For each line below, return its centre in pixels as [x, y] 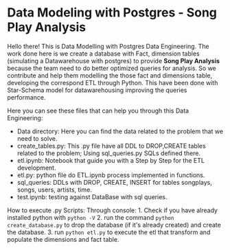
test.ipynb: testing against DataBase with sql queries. [92, 196]
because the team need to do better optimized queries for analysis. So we [112, 68]
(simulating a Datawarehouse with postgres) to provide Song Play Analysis [114, 60]
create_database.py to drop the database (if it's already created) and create [114, 225]
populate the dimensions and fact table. [63, 239]
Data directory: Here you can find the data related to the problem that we [120, 131]
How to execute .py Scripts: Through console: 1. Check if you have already [113, 210]
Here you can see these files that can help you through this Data [98, 111]
